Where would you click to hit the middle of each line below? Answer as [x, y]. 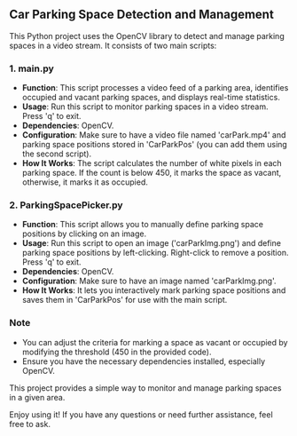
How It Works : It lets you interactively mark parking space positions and [154, 290]
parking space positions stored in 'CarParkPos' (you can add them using [155, 145]
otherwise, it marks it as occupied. [85, 182]
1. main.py [32, 68]
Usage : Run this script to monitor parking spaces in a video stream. [145, 107]
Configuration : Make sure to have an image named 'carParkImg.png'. [149, 281]
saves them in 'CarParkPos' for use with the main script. [125, 300]
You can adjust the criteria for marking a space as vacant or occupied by [155, 342]
